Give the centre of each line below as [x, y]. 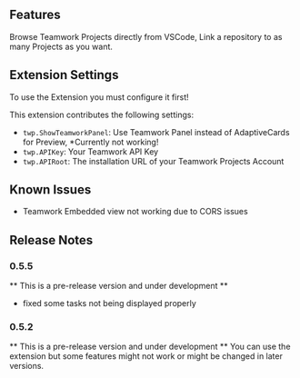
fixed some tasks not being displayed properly [110, 303]
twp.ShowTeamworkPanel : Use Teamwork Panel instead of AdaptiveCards [156, 132]
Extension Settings [64, 75]
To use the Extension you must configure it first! [99, 97]
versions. [26, 366]
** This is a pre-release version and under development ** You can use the [150, 347]
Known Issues [50, 190]
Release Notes [51, 240]
